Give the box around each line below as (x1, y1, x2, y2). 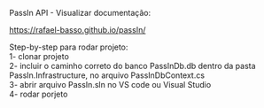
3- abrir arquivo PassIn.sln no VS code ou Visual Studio (9, 80, 212, 89)
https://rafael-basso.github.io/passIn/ (9, 25, 146, 35)
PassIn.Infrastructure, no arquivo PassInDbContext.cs (9, 70, 206, 81)
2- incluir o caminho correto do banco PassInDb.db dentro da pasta (9, 61, 256, 71)
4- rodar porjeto (9, 89, 68, 99)
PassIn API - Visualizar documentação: (9, 8, 151, 18)
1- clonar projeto (9, 51, 69, 61)
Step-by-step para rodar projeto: (9, 42, 128, 52)
